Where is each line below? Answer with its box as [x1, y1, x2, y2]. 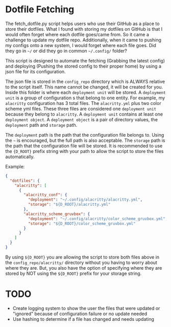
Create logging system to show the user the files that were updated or [12, 305, 160, 311]
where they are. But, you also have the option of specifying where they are [5, 265, 162, 271]
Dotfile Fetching [5, 4, 75, 15]
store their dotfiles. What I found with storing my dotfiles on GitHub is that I [5, 26, 162, 32]
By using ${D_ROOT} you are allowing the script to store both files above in [5, 254, 160, 260]
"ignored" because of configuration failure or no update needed [12, 311, 147, 317]
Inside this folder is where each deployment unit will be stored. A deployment [5, 89, 166, 95]
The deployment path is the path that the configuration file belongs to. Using [5, 132, 164, 138]
